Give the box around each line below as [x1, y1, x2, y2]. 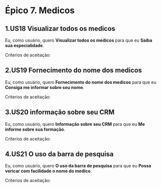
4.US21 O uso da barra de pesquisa [5, 150, 114, 159]
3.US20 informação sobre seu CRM [5, 108, 115, 117]
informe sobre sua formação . [5, 126, 65, 132]
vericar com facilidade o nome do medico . [5, 168, 92, 174]
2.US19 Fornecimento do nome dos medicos [5, 66, 142, 74]
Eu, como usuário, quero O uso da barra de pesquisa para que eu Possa [5, 163, 151, 169]
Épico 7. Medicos [5, 5, 75, 16]
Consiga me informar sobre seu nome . [5, 84, 84, 90]
